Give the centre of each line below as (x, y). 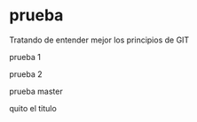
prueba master (36, 91)
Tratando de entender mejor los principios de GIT (99, 40)
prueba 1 (25, 57)
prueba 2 (26, 74)
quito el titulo (33, 108)
